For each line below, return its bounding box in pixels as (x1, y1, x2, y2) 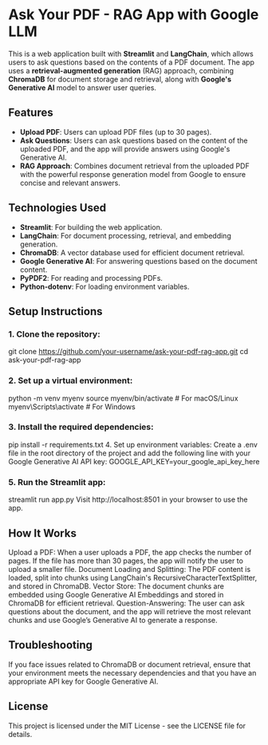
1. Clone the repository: (8, 329, 101, 340)
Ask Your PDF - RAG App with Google (8, 6, 259, 24)
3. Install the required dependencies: (8, 421, 154, 432)
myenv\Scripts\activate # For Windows (8, 401, 136, 412)
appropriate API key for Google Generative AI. (8, 676, 159, 686)
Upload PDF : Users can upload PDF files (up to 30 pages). (19, 127, 212, 136)
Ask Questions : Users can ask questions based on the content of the (19, 136, 248, 145)
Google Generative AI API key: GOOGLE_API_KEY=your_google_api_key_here (8, 456, 260, 466)
